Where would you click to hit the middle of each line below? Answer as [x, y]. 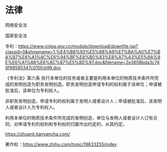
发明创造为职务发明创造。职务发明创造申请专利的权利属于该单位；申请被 [88, 84]
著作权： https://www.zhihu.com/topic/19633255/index [61, 144]
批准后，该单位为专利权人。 [34, 90]
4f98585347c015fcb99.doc [33, 67]
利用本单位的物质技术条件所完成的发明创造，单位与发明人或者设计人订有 [79, 118]
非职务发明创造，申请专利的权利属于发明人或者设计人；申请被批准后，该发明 [83, 101]
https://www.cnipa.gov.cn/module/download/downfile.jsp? [78, 46]
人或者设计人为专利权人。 [31, 107]
